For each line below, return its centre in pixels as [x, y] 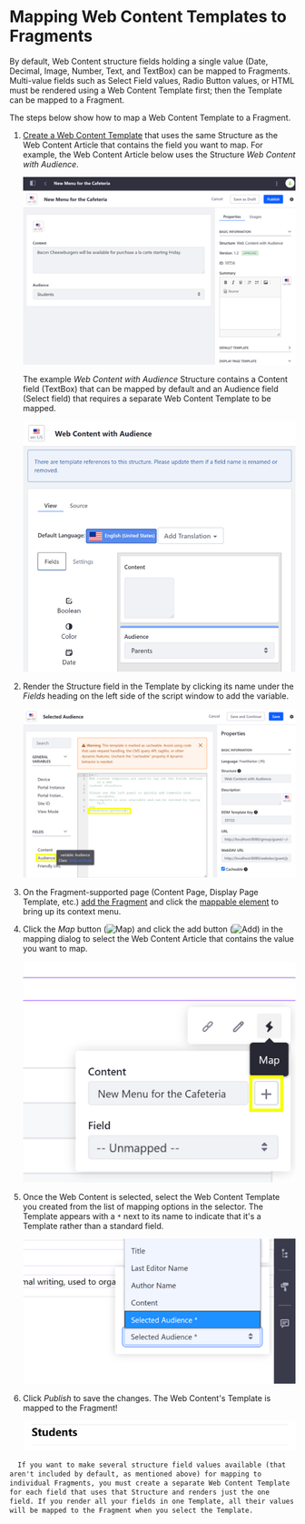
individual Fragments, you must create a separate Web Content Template [150, 1484]
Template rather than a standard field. [93, 1226]
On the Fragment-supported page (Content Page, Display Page [140, 893]
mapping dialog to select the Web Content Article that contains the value [158, 939]
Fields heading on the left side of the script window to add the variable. [155, 696]
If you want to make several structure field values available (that [152, 1465]
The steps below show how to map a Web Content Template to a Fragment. [150, 117]
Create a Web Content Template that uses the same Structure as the [150, 135]
